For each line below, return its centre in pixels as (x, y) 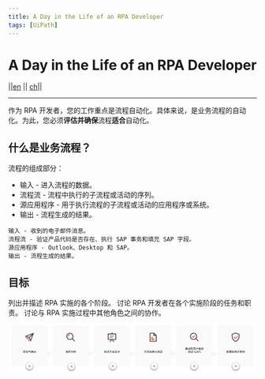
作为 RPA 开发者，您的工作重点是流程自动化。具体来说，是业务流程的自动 (127, 111)
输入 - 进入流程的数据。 (58, 185)
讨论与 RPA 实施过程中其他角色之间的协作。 (94, 313)
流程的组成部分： (36, 168)
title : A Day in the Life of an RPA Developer (86, 17)
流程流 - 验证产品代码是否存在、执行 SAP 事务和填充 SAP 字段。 (102, 240)
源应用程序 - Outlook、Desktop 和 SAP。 (71, 248)
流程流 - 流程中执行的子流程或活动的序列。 (89, 195)
